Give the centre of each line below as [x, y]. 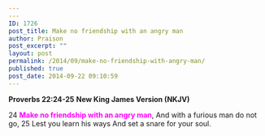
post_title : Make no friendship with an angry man [96, 31]
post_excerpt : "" [38, 46]
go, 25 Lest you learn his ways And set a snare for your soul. [110, 123]
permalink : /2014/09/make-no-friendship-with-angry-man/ [107, 62]
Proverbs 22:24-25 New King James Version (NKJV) [99, 99]
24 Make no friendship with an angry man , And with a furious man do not [133, 115]
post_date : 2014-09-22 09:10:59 [63, 76]
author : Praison [36, 38]
